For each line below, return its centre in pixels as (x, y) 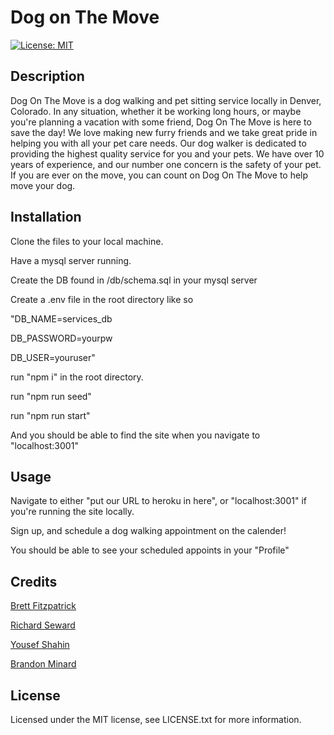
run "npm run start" (50, 415)
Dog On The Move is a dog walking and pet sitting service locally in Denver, (166, 100)
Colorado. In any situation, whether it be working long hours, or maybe (156, 111)
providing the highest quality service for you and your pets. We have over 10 (167, 153)
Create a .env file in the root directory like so (102, 299)
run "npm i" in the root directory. (77, 377)
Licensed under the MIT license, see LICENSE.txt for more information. (156, 719)
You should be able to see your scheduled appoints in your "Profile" (150, 550)
